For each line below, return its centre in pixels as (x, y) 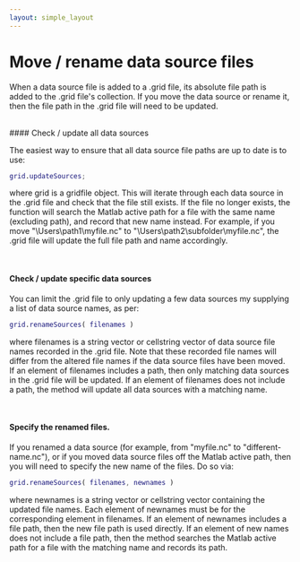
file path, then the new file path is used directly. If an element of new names (149, 528)
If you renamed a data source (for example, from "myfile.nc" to (125, 447)
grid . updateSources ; (48, 176)
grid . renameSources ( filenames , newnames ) (92, 482)
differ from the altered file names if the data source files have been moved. (147, 360)
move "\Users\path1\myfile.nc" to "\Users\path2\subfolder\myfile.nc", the (144, 231)
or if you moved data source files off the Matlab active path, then (171, 456)
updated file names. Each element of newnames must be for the (128, 509)
